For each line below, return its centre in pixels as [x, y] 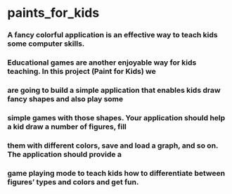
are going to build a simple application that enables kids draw [114, 90]
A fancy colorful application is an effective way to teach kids [112, 35]
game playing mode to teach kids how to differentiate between [116, 173]
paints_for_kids [53, 13]
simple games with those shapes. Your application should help [116, 117]
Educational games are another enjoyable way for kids [102, 63]
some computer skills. [46, 44]
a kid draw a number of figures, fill [67, 127]
